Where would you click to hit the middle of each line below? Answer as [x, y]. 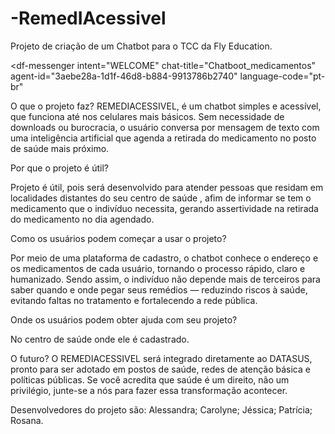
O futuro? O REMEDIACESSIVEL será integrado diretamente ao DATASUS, [161, 358]
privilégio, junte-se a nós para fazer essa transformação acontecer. [149, 390]
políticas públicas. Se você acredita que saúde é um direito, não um [150, 379]
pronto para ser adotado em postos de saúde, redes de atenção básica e [160, 369]
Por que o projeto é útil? [59, 168]
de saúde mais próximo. [60, 148]
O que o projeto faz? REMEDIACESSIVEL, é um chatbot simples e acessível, [166, 106]
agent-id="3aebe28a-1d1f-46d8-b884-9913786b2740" [124, 76]
